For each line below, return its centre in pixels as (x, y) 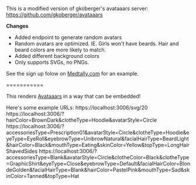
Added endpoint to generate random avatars (68, 37)
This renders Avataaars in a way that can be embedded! (73, 96)
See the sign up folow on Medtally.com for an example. (73, 73)
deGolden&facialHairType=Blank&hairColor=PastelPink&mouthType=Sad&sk (98, 170)
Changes (17, 26)
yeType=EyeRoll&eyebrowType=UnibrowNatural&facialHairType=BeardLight (97, 139)
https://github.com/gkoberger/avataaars (54, 15)
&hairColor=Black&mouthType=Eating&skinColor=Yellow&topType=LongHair (98, 145)
